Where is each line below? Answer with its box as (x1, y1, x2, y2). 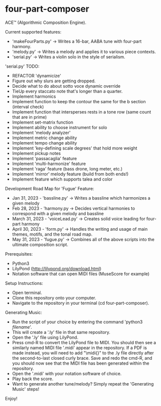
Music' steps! (12, 386, 40, 392)
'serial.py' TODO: (5, 63, 40, 69)
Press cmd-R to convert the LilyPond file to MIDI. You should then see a (12, 339, 156, 345)
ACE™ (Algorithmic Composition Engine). (5, 19, 86, 25)
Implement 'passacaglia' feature (12, 155, 77, 161)
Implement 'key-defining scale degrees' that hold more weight (12, 145, 138, 151)
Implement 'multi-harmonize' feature (12, 161, 86, 166)
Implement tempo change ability (12, 140, 77, 146)
